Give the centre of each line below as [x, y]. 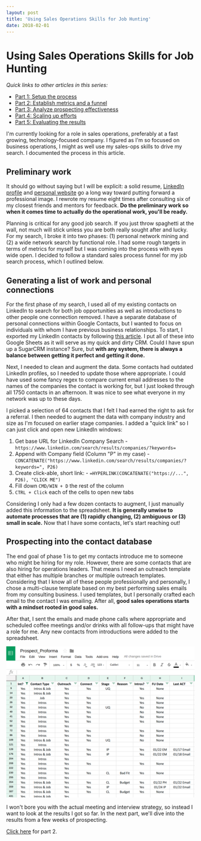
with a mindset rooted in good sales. [52, 607]
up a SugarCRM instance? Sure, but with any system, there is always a [94, 349]
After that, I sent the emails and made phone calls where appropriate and [96, 618]
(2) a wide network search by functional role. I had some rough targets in [96, 242]
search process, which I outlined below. [55, 262]
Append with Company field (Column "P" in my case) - [82, 453]
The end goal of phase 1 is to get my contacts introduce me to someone [95, 556]
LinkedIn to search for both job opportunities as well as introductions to [94, 310]
